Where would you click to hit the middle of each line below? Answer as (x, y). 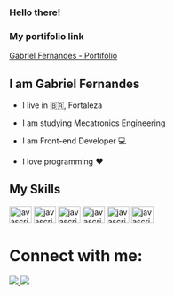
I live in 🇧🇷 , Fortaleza (62, 105)
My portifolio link (47, 36)
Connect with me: (76, 256)
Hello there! (35, 12)
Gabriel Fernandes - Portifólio (63, 56)
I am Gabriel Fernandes (75, 83)
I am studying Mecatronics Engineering (94, 123)
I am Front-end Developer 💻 (74, 141)
